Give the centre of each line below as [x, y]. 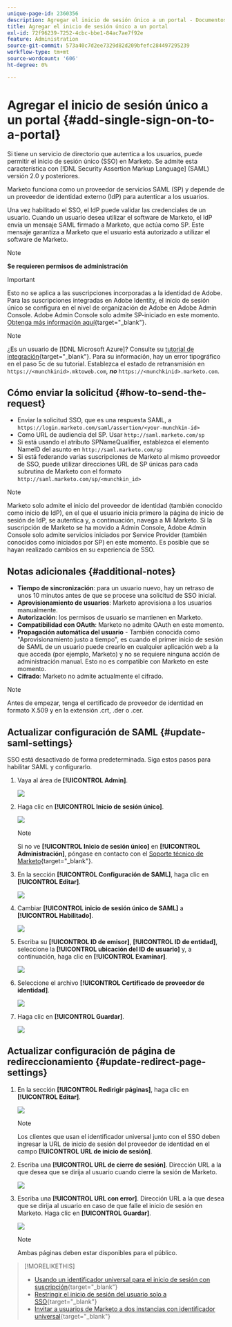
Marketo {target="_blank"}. [55, 861]
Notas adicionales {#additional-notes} [91, 571]
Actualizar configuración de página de [91, 1051]
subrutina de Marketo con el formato [69, 471]
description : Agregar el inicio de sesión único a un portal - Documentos [117, 20]
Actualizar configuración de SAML [83, 732]
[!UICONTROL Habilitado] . [55, 915]
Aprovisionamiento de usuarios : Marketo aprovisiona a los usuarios [115, 603]
